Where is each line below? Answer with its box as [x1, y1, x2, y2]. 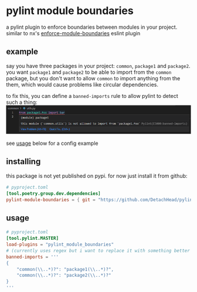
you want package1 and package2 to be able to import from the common [6, 69, 172, 76]
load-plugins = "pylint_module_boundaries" [6, 242, 114, 247]
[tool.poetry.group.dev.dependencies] [6, 191, 101, 196]
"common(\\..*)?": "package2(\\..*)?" [16, 273, 111, 279]
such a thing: [6, 99, 38, 106]
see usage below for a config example [6, 140, 98, 147]
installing [6, 157, 41, 167]
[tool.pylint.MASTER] [6, 236, 59, 242]
